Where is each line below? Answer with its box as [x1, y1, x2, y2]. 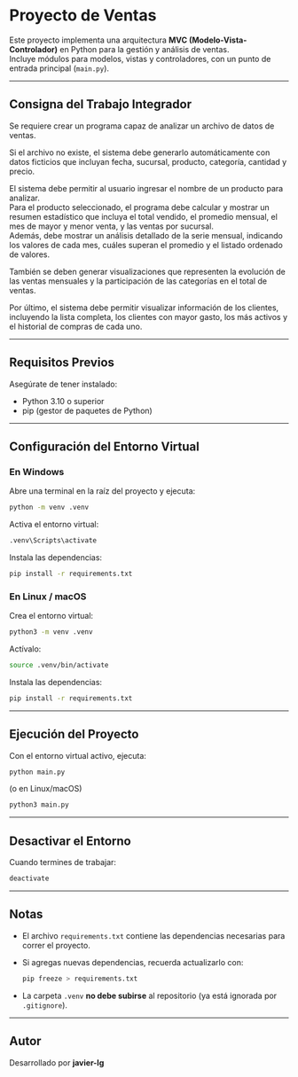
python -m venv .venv [9, 503, 90, 512]
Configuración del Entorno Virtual [9, 439, 200, 454]
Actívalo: [9, 644, 42, 654]
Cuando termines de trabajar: [9, 857, 117, 868]
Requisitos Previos [9, 355, 115, 371]
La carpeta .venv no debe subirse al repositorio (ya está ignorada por [21, 990, 278, 1001]
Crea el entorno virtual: [9, 611, 94, 621]
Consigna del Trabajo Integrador [9, 97, 192, 112]
